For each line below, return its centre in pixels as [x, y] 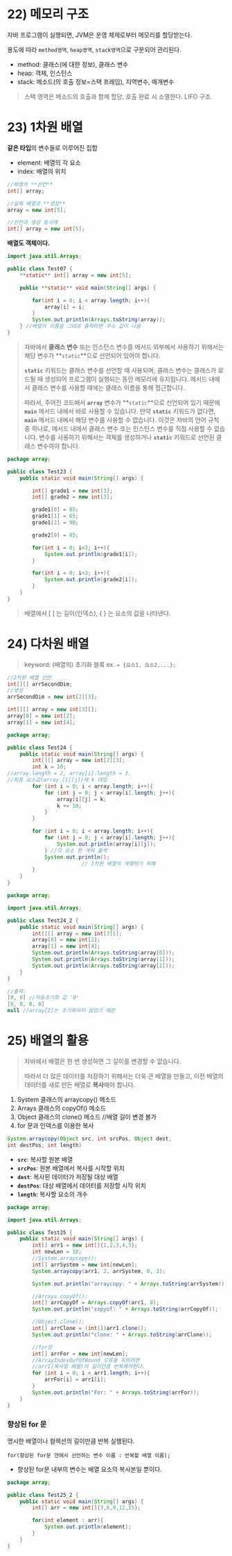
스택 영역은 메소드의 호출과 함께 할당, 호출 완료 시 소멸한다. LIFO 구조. [118, 96]
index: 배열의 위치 [42, 171]
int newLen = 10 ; [57, 1252]
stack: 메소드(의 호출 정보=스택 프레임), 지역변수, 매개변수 [96, 81]
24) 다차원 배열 [48, 643]
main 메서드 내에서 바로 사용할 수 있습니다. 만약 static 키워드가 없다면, [120, 411]
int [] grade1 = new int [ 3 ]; [72, 491]
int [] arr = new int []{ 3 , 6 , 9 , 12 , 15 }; [87, 1508]
